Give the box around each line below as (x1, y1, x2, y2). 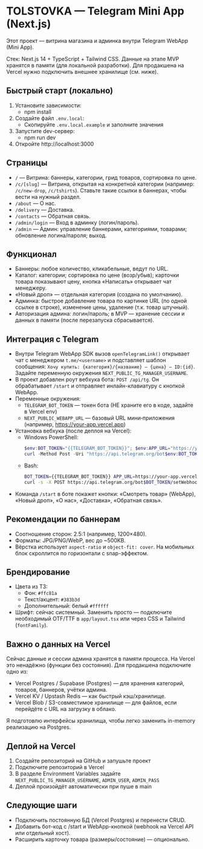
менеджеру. (14, 284, 47, 291)
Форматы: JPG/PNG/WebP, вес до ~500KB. (14, 536, 126, 544)
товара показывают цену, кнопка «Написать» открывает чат (14, 278, 172, 285)
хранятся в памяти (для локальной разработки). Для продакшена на (6, 62, 184, 69)
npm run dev (24, 134, 56, 141)
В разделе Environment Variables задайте (14, 770, 121, 777)
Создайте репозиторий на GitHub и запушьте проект (14, 757, 151, 764)
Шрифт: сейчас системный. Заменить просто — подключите (14, 609, 172, 616)
